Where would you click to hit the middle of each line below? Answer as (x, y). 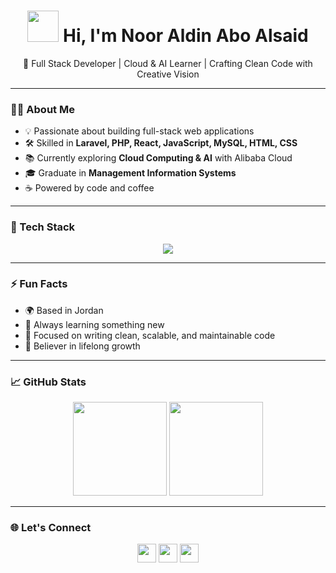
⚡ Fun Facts (39, 284)
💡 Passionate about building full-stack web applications (139, 131)
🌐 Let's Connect (51, 528)
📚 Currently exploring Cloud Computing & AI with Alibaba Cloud (158, 158)
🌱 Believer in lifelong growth (82, 346)
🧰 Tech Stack (43, 227)
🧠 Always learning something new (94, 324)
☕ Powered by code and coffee (89, 188)
